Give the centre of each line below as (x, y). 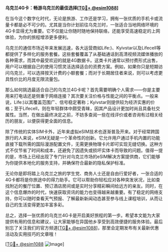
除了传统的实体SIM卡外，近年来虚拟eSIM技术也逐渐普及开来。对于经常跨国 (82, 131)
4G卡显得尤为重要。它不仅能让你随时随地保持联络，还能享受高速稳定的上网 (83, 31)
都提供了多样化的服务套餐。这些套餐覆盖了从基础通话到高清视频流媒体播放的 (84, 54)
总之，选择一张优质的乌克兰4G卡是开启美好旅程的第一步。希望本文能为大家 (83, 215)
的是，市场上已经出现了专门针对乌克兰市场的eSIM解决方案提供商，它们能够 (83, 156)
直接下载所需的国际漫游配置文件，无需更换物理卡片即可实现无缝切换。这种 (82, 144)
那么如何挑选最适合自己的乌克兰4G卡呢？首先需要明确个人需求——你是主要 (83, 90)
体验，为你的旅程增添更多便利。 (38, 37)
